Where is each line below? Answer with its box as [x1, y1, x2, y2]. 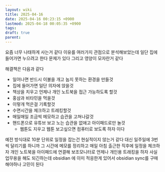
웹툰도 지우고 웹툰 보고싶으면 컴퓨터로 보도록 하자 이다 [19, 126, 125, 132]
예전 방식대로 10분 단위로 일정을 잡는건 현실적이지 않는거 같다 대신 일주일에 [5, 136, 151, 142]
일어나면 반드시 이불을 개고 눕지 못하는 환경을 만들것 [12, 76, 113, 82]
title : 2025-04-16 [5, 12, 43, 17]
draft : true [5, 30, 30, 35]
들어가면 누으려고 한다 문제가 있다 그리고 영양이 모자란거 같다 [5, 55, 123, 61]
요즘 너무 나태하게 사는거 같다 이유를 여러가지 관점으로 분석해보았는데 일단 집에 [5, 49, 158, 55]
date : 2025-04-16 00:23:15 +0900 [5, 16, 75, 21]
